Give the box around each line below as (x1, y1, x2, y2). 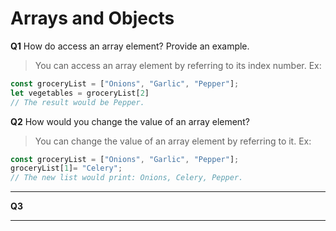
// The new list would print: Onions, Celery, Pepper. (10, 173, 244, 183)
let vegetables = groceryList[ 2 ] (10, 88, 150, 98)
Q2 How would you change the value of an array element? (10, 115, 250, 127)
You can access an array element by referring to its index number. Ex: (34, 59, 322, 71)
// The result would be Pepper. (10, 97, 145, 107)
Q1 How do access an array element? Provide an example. (10, 40, 250, 52)
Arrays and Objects (10, 7, 175, 30)
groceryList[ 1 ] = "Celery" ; (10, 163, 123, 174)
